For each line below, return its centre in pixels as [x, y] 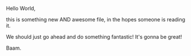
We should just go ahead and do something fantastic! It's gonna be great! [94, 37]
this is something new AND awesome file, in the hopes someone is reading [95, 19]
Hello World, [21, 8]
